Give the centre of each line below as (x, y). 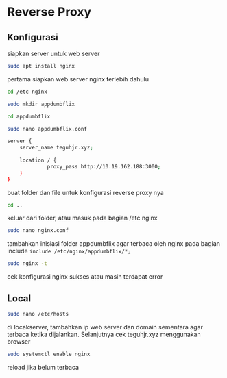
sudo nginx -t (27, 264)
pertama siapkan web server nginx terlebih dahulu (78, 79)
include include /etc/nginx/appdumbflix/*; (69, 251)
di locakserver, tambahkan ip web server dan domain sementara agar (105, 327)
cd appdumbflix (29, 116)
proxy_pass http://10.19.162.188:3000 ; (104, 166)
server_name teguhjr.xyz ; (57, 148)
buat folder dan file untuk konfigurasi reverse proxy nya (86, 192)
